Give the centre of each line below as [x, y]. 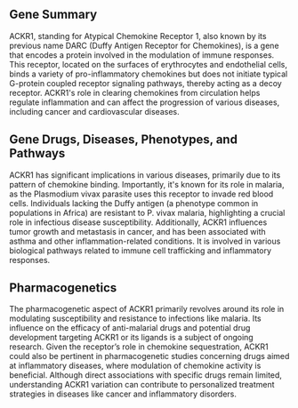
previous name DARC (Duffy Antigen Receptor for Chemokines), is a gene [144, 45]
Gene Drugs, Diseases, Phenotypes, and [124, 140]
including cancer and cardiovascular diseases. [94, 111]
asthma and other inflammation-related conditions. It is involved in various [145, 241]
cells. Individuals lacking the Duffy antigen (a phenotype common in [134, 203]
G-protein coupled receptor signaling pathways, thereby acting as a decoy [145, 83]
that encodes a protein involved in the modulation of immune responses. [142, 55]
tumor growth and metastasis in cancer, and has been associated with [138, 231]
